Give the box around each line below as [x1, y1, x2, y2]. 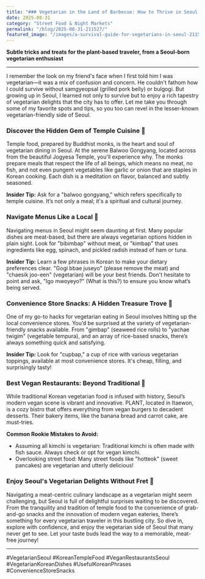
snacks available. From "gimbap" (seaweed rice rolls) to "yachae [27, 326, 190, 333]
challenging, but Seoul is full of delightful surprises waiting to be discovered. [6, 497, 199, 505]
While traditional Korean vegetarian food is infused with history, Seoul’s [6, 393, 185, 400]
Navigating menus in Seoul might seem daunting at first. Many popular [6, 226, 184, 234]
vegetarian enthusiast [6, 55, 64, 62]
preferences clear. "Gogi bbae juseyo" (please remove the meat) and [6, 264, 179, 272]
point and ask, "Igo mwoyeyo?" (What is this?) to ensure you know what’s [6, 277, 191, 284]
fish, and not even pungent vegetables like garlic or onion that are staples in [6, 166, 197, 174]
